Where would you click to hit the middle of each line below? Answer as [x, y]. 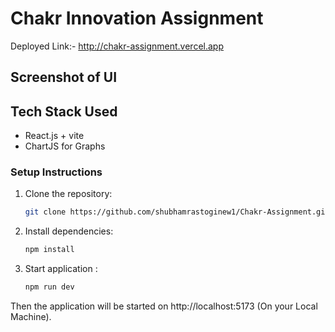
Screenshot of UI [64, 77]
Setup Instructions [56, 172]
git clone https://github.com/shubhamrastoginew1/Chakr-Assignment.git [177, 212]
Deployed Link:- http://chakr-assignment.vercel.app [117, 46]
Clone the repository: [68, 194]
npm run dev [49, 287]
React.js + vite [54, 136]
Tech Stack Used [64, 111]
